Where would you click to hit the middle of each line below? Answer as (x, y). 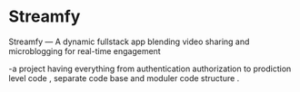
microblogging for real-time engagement (85, 51)
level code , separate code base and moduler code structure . (124, 78)
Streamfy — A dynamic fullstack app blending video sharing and (129, 41)
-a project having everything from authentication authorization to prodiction (150, 69)
